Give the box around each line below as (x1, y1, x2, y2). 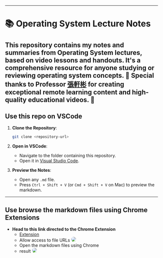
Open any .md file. (19, 177, 55, 183)
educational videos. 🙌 (28, 95, 95, 104)
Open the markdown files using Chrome (19, 242, 99, 248)
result (19, 248, 31, 254)
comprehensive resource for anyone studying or (5, 64, 155, 72)
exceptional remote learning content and (5, 88, 131, 96)
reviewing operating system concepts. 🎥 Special (5, 71, 154, 79)
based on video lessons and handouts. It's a (5, 56, 141, 64)
